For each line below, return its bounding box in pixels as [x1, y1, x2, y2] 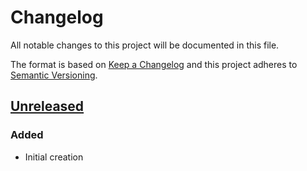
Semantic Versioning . [10, 69, 98, 81]
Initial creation [24, 151, 84, 163]
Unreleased [10, 98, 85, 115]
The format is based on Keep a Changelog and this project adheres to [10, 58, 298, 70]
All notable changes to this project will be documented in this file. [10, 39, 280, 51]
